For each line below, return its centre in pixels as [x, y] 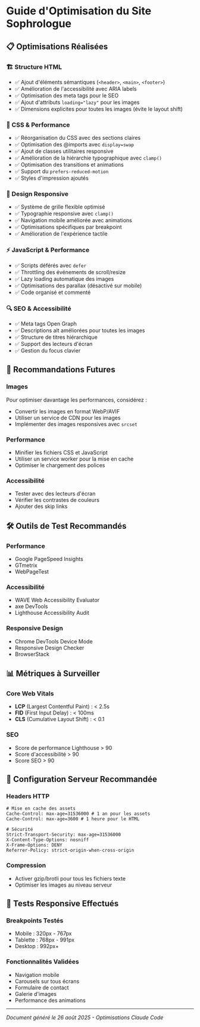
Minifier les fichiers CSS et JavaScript [61, 453]
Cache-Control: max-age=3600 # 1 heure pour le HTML [73, 819]
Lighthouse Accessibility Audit [52, 613]
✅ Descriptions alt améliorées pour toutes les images [80, 330]
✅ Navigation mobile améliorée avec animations [73, 220]
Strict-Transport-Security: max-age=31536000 [63, 835]
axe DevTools [31, 606]
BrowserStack [32, 654]
